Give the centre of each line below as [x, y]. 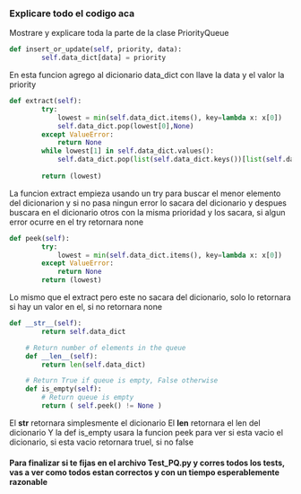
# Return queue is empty [88, 398]
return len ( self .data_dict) [94, 365]
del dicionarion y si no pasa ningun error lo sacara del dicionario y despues [148, 203]
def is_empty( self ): [64, 389]
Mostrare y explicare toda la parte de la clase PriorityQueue [119, 33]
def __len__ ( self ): [62, 356]
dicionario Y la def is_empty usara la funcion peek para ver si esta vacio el [146, 432]
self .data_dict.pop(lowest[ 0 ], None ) [125, 126]
